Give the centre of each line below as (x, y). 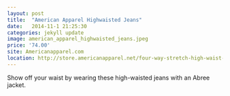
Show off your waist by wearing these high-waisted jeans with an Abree (108, 77)
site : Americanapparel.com (46, 52)
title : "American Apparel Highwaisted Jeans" (75, 20)
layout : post (26, 13)
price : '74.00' (29, 45)
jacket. (16, 85)
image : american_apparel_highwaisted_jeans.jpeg (78, 39)
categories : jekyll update (46, 33)
